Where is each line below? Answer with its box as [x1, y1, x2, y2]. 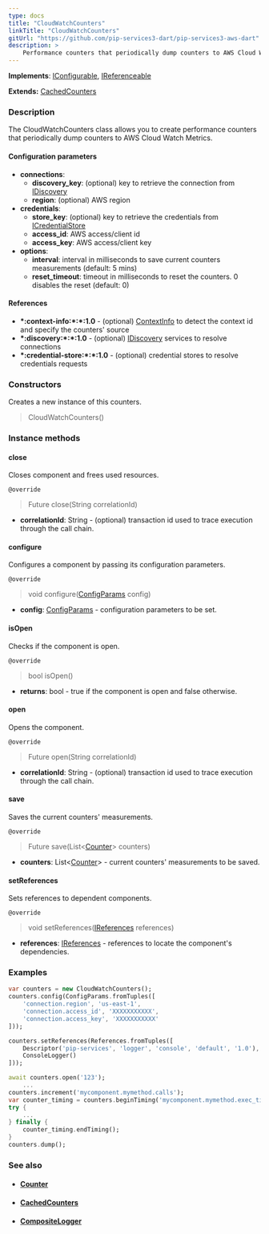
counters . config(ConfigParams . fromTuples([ [8, 993, 156, 1001]
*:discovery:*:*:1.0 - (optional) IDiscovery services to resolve [19, 333, 227, 343]
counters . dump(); [8, 1141, 66, 1149]
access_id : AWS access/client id [31, 229, 140, 239]
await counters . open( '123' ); [8, 1074, 106, 1082]
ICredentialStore [31, 220, 86, 230]
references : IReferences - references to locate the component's [19, 938, 232, 948]
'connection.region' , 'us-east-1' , [22, 1000, 142, 1008]
